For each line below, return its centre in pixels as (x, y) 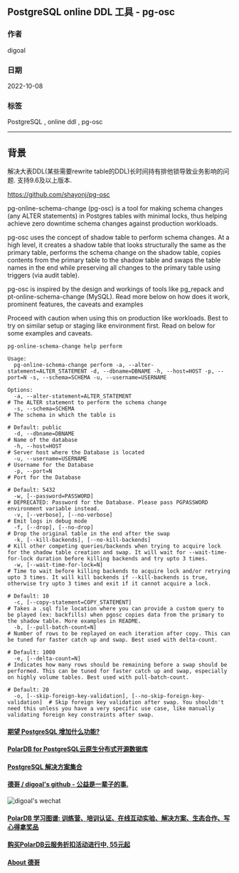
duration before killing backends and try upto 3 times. (122, 559)
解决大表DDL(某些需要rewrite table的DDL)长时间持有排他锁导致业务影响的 (115, 171)
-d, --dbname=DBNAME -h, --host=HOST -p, (152, 372)
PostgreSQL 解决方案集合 (45, 767)
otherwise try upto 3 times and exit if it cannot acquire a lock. (110, 584)
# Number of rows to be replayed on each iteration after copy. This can (119, 634)
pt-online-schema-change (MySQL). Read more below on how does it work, (119, 297)
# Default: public (34, 428)
